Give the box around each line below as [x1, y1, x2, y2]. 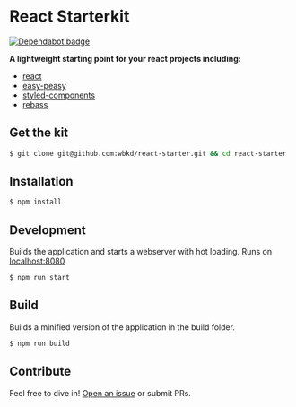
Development [9, 222, 87, 238]
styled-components [22, 90, 96, 100]
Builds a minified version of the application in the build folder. [9, 321, 236, 333]
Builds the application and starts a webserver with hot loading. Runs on [9, 247, 272, 257]
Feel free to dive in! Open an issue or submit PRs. [9, 387, 191, 398]
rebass [22, 99, 48, 109]
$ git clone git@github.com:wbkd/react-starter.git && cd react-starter [9, 149, 287, 158]
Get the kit [9, 126, 69, 141]
